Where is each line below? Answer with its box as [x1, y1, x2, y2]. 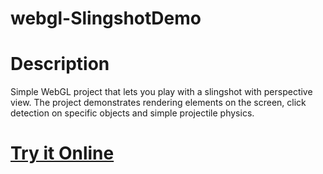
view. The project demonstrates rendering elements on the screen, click [10, 97, 307, 109]
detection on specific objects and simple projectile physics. [10, 107, 255, 119]
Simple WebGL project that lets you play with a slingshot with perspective [10, 86, 313, 98]
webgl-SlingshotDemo [10, 7, 202, 30]
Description [10, 53, 110, 76]
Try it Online [10, 142, 115, 165]
